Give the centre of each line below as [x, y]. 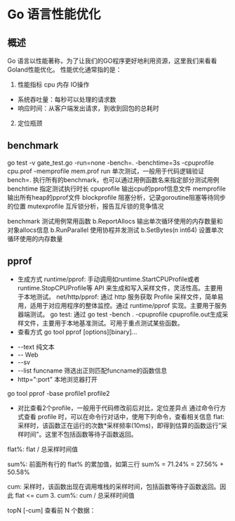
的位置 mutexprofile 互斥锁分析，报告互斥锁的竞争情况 [86, 206]
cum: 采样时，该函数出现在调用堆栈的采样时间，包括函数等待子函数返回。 [114, 487]
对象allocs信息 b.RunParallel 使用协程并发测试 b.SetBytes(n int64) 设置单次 [115, 230]
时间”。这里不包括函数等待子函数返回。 [80, 434]
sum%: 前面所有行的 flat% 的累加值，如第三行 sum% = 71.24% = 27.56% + [116, 464]
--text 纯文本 [36, 347]
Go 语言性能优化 [54, 14]
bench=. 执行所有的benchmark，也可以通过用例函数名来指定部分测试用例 [113, 179]
